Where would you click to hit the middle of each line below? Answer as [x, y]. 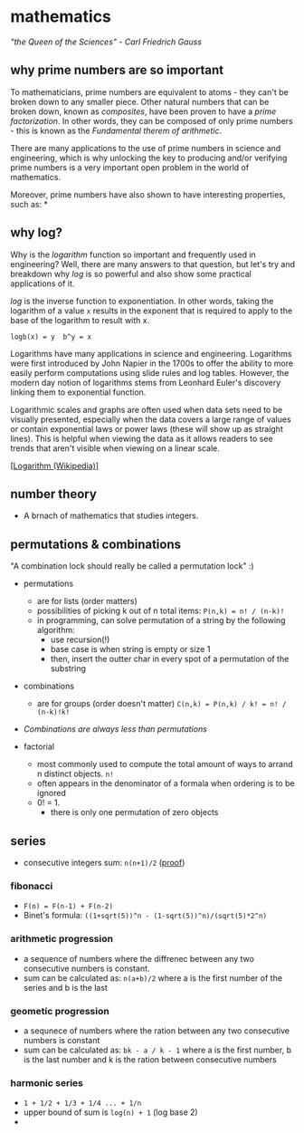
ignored [52, 793]
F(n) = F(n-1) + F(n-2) [68, 907]
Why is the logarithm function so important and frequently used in [133, 254]
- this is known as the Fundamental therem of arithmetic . [116, 130]
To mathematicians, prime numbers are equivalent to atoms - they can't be [149, 91]
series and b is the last [65, 987]
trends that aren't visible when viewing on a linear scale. [115, 448]
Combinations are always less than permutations [115, 729]
